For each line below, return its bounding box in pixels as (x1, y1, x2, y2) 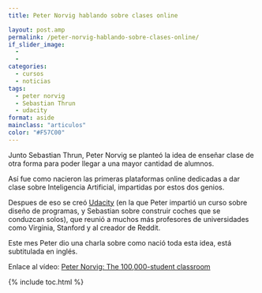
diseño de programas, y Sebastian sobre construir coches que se (8, 206, 221, 216)
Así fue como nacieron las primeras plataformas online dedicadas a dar (8, 174, 241, 183)
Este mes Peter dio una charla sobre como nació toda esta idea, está (8, 238, 232, 247)
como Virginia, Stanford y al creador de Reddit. (8, 223, 161, 232)
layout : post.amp (8, 25, 65, 34)
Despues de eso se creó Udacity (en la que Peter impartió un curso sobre (8, 197, 248, 207)
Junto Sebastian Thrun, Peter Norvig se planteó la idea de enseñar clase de (8, 150, 254, 160)
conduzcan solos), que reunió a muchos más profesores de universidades (8, 214, 249, 224)
